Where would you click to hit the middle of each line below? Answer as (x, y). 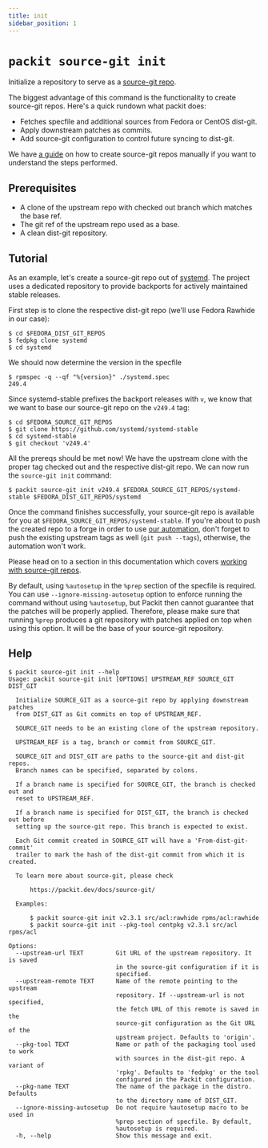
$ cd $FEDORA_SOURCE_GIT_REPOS (60, 422)
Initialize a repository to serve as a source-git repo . (92, 82)
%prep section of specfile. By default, (184, 1122)
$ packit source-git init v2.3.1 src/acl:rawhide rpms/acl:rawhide (144, 918)
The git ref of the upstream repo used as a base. (100, 225)
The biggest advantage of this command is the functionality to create (122, 98)
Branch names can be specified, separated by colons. (107, 770)
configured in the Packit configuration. (186, 1079)
